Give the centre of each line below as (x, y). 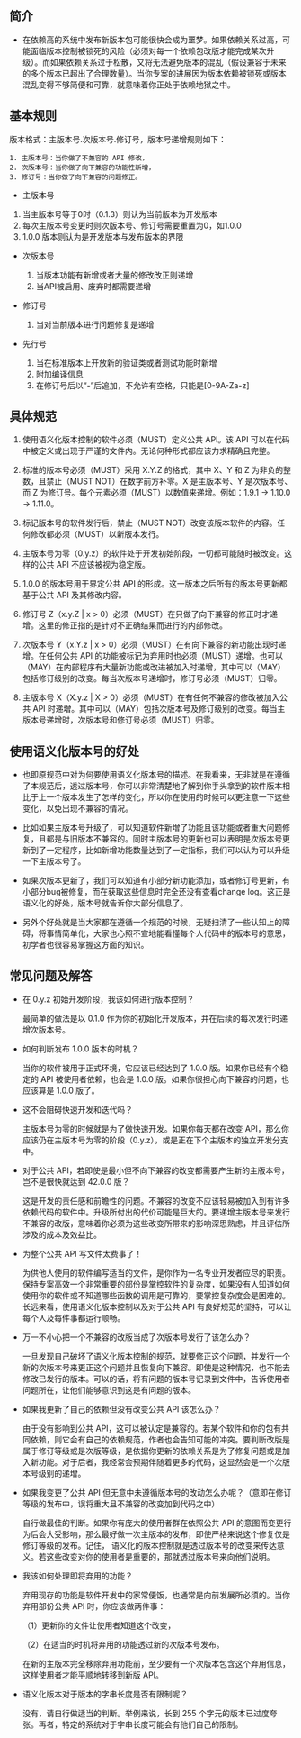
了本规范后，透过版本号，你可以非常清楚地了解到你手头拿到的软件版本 (152, 786)
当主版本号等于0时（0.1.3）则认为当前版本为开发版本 (120, 214)
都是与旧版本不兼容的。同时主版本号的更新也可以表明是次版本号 (164, 839)
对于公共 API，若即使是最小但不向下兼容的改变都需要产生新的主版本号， (156, 1170)
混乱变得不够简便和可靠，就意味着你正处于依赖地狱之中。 (128, 85)
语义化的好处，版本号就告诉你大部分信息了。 (105, 903)
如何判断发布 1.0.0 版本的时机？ (80, 1049)
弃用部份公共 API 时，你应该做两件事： (94, 1606)
